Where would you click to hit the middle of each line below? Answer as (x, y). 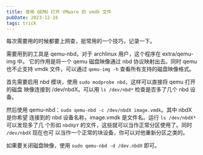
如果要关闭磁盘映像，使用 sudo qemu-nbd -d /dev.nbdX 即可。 (83, 145)
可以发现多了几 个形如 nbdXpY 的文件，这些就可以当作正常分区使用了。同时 (99, 125)
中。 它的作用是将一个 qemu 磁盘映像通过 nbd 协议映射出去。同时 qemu (107, 62)
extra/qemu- (178, 54)
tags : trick (21, 23)
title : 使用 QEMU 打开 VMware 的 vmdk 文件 (59, 12)
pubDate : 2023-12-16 (33, 18)
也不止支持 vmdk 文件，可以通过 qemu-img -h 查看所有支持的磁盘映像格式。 (100, 69)
